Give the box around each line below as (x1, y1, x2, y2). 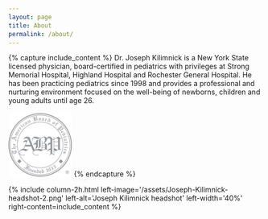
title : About (8, 21, 52, 30)
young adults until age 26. (8, 96, 95, 105)
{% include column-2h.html (8, 185, 99, 195)
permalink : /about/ (8, 30, 74, 38)
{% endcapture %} (73, 169, 136, 179)
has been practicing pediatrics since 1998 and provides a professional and (8, 79, 255, 89)
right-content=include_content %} (8, 202, 122, 212)
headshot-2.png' (8, 193, 64, 203)
